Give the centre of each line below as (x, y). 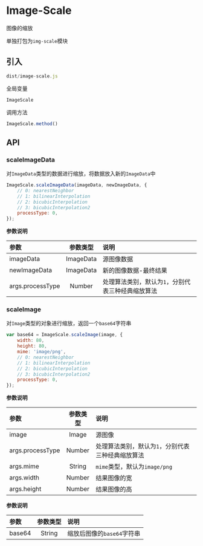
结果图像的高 (114, 489)
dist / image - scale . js (32, 76)
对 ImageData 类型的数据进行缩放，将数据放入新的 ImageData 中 (81, 174)
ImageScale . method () (32, 124)
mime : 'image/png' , (42, 352)
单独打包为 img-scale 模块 (37, 41)
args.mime (24, 466)
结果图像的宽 (114, 478)
